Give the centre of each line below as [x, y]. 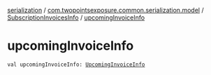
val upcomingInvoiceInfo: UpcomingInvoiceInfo [76, 64]
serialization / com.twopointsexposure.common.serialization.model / [105, 10]
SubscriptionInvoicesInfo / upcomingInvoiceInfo [76, 18]
